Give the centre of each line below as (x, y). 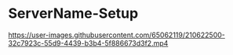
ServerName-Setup (73, 14)
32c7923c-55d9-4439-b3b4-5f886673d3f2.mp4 (88, 43)
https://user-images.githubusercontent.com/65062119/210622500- (116, 35)
